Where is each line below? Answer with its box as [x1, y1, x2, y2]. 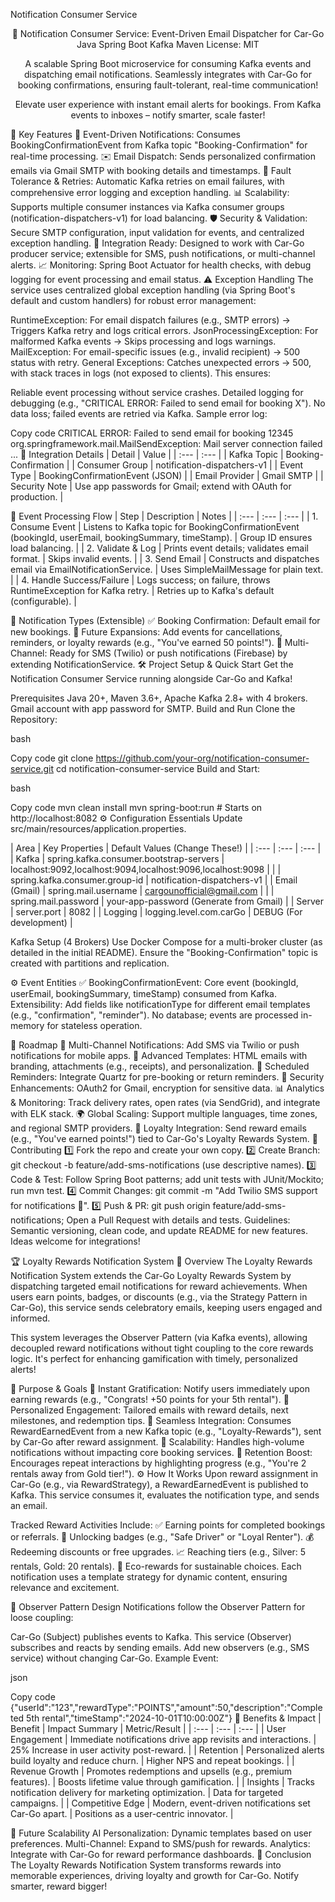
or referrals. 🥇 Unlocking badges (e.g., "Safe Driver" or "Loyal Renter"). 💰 [10, 1531, 315, 1543]
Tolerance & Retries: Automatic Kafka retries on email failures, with [10, 175, 285, 187]
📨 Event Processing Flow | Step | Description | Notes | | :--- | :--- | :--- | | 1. [10, 510, 319, 522]
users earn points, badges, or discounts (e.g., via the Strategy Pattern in [10, 1291, 308, 1303]
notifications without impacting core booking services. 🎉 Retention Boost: [10, 1447, 313, 1458]
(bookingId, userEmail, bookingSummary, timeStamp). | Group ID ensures [10, 532, 313, 543]
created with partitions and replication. [10, 957, 170, 969]
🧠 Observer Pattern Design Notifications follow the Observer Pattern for [10, 1601, 306, 1613]
